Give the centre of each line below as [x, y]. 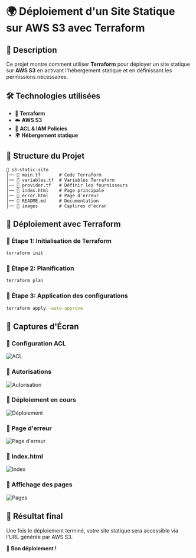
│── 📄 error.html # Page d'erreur [53, 195]
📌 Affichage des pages [39, 485]
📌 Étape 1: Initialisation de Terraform [59, 240]
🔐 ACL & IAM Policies [41, 129]
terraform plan [25, 281]
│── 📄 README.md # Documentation [53, 201]
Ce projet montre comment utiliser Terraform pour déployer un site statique [98, 64]
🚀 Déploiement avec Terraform [63, 224]
